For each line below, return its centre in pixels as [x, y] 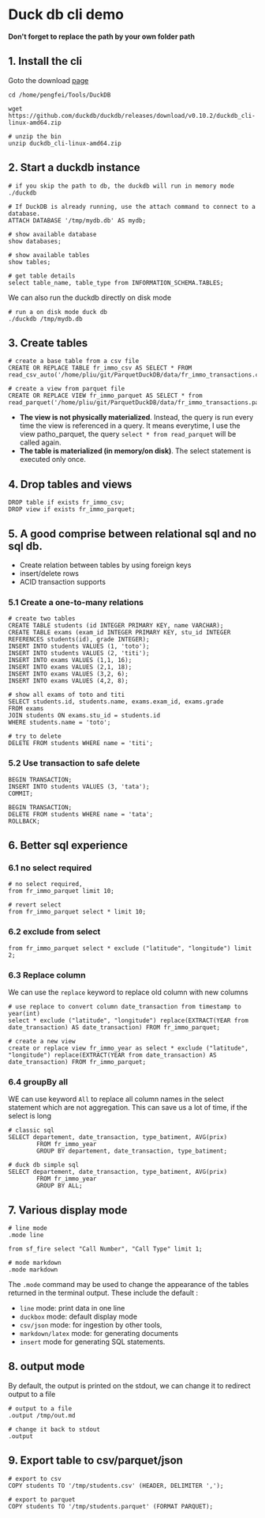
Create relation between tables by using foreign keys [105, 565]
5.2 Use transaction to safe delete [74, 763]
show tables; [30, 262]
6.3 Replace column [47, 975]
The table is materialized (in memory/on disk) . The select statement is [135, 451]
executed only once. [53, 460]
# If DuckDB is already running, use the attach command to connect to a [132, 206]
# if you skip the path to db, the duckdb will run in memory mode [121, 186]
